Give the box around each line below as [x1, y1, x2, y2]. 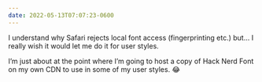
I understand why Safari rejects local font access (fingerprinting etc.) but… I [8, 33, 254, 42]
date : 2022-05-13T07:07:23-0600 [8, 11, 114, 20]
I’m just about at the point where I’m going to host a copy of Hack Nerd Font [8, 56, 254, 66]
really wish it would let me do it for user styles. [8, 41, 159, 51]
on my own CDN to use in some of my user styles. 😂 [8, 64, 181, 74]
